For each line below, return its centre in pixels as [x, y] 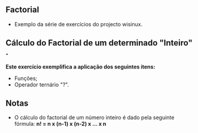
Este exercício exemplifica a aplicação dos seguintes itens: [80, 66]
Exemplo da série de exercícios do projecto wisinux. [78, 24]
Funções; [26, 78]
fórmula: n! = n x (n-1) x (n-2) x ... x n [60, 124]
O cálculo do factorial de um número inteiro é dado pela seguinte [94, 117]
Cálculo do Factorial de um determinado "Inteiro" [99, 43]
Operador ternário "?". [42, 84]
